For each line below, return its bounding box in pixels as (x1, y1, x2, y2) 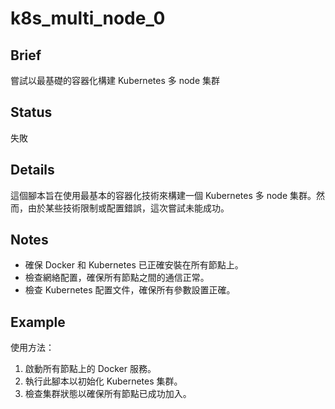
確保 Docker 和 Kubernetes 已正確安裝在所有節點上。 (24, 259, 244, 271)
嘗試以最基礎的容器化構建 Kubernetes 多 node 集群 (10, 75, 221, 86)
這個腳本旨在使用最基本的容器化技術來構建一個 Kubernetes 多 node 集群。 (10, 189, 317, 201)
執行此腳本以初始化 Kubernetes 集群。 (24, 375, 183, 387)
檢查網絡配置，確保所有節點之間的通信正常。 (24, 272, 210, 284)
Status (10, 104, 53, 121)
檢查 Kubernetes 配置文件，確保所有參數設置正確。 (24, 284, 236, 296)
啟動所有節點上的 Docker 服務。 (24, 363, 157, 375)
